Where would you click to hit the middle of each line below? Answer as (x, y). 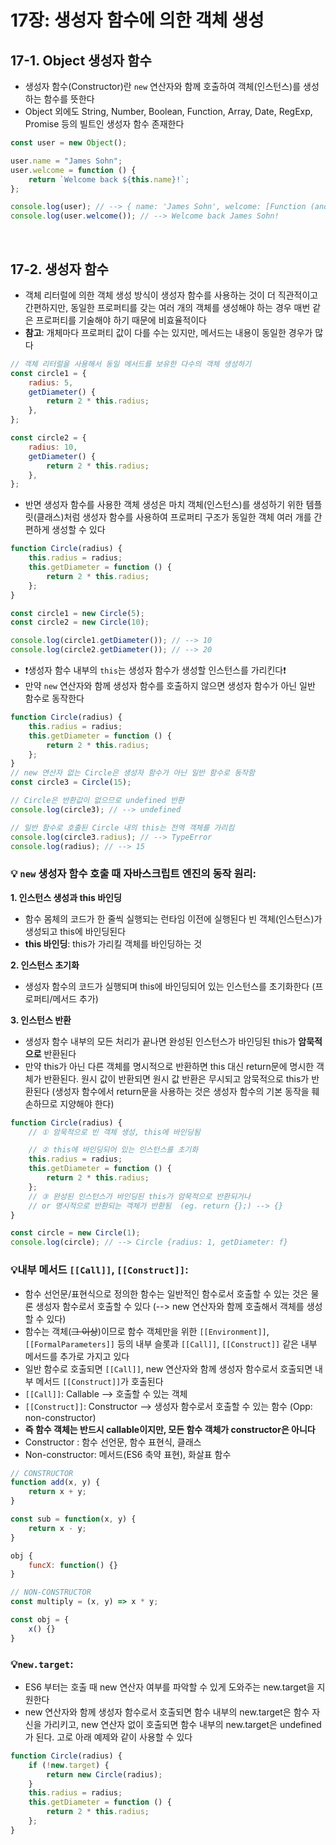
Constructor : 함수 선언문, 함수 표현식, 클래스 (113, 1442)
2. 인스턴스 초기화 (45, 965)
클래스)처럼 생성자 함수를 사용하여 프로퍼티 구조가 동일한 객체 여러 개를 (174, 517)
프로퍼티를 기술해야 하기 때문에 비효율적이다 (121, 320)
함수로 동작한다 (54, 698)
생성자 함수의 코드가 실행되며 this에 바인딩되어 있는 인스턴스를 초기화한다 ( (170, 986)
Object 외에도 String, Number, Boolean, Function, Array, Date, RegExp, (168, 111)
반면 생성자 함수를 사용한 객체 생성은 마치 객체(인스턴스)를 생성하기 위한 (164, 505)
